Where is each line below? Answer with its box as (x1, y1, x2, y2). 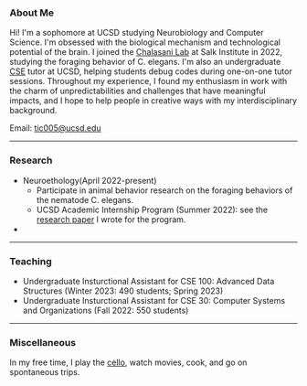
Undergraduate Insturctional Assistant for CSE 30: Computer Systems (22, 295, 286, 306)
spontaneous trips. (9, 367, 80, 378)
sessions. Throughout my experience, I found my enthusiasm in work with (9, 76, 288, 87)
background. (9, 105, 58, 116)
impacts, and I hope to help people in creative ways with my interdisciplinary (9, 95, 298, 106)
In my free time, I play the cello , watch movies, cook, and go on (9, 357, 248, 368)
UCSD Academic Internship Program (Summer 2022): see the (36, 204, 268, 215)
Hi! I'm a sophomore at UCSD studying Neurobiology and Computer (9, 27, 264, 38)
